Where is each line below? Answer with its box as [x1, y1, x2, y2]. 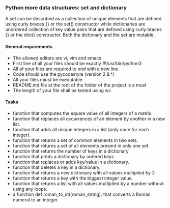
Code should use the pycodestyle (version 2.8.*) [12, 71, 115, 77]
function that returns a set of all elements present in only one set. [12, 142, 150, 148]
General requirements [5, 43, 53, 49]
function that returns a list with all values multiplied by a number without [12, 180, 164, 187]
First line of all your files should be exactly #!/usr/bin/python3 [12, 60, 142, 66]
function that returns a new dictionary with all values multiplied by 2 [12, 169, 155, 175]
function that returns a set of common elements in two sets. [12, 137, 138, 143]
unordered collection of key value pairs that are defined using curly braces [5, 26, 162, 33]
